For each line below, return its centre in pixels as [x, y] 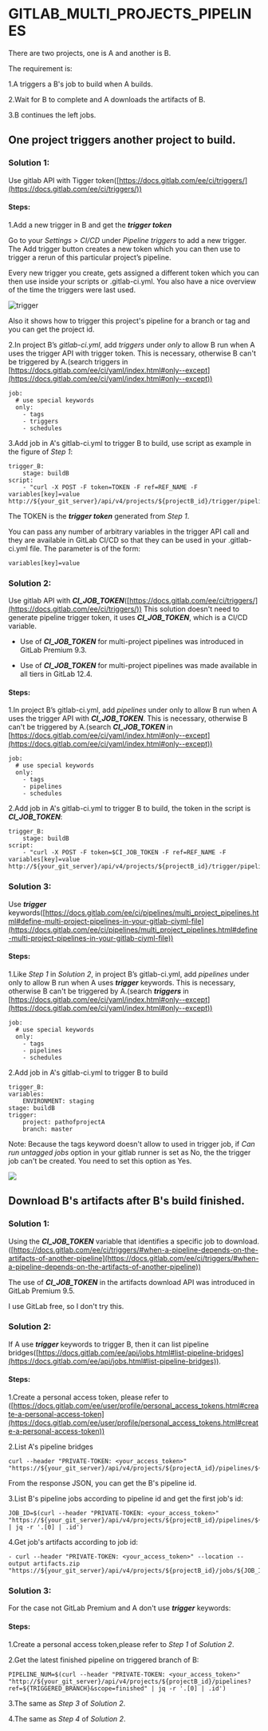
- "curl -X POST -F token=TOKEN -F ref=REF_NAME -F [110, 487]
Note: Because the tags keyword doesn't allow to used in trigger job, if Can [132, 1144]
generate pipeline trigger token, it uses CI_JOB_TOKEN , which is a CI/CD [128, 618]
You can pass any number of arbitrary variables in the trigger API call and [129, 531]
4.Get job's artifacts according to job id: [73, 1542]
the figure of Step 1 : [41, 452]
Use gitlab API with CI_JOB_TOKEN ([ [69, 601]
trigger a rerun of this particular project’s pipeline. [90, 257]
